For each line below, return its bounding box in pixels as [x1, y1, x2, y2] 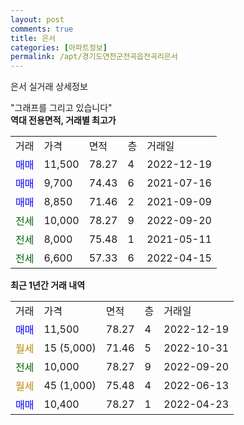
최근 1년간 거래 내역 [10, 279, 86, 291]
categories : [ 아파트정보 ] [10, 42, 108, 53]
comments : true [10, 24, 74, 34]
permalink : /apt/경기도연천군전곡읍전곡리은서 [10, 52, 178, 62]
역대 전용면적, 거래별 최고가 [10, 114, 117, 126]
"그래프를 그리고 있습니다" [10, 102, 113, 114]
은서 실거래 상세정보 [10, 81, 88, 93]
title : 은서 [10, 33, 57, 43]
